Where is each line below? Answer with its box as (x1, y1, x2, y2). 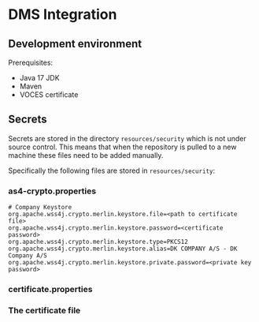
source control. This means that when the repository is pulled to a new (8, 142, 237, 152)
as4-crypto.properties (8, 185, 97, 197)
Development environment (8, 37, 142, 51)
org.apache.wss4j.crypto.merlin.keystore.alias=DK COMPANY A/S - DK (8, 245, 238, 253)
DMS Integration (8, 6, 117, 24)
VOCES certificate (19, 90, 79, 99)
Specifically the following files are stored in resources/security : (8, 166, 215, 175)
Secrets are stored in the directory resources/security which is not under (8, 133, 246, 143)
